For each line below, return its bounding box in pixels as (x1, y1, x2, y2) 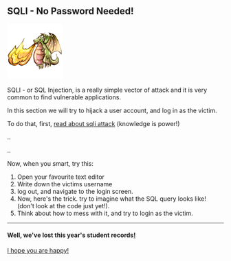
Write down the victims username (16, 179, 113, 188)
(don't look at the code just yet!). (16, 201, 110, 210)
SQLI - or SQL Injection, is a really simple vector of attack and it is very (7, 86, 208, 94)
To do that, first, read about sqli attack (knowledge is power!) (7, 119, 180, 127)
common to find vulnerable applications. (7, 92, 122, 101)
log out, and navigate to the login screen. (16, 187, 133, 195)
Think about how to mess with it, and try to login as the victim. (16, 209, 194, 217)
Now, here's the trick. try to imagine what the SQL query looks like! (16, 195, 206, 203)
